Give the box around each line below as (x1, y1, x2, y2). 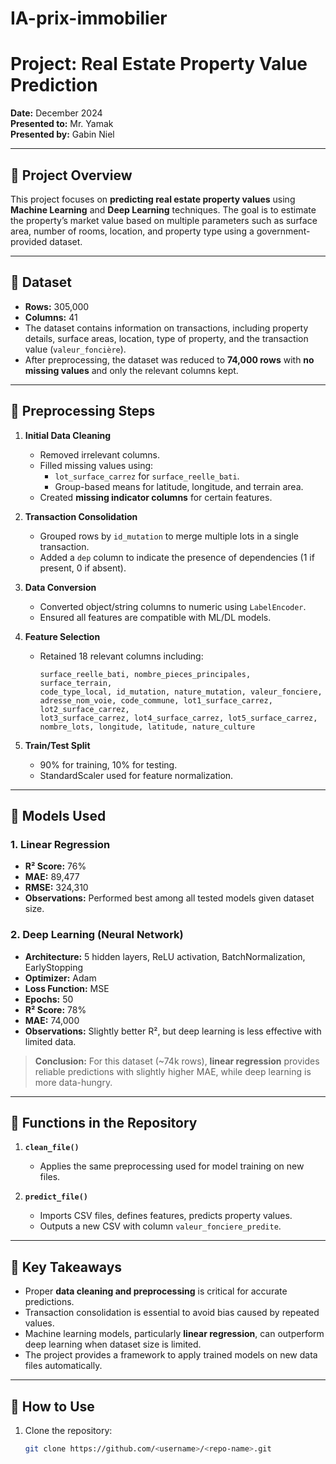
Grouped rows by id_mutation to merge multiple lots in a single (39, 530, 299, 542)
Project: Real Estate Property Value (10, 53, 308, 76)
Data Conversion (24, 581, 97, 593)
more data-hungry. (34, 1076, 113, 1088)
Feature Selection (24, 630, 101, 642)
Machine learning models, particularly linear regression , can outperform (24, 1328, 325, 1340)
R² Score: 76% (24, 860, 87, 872)
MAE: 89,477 (24, 871, 80, 883)
